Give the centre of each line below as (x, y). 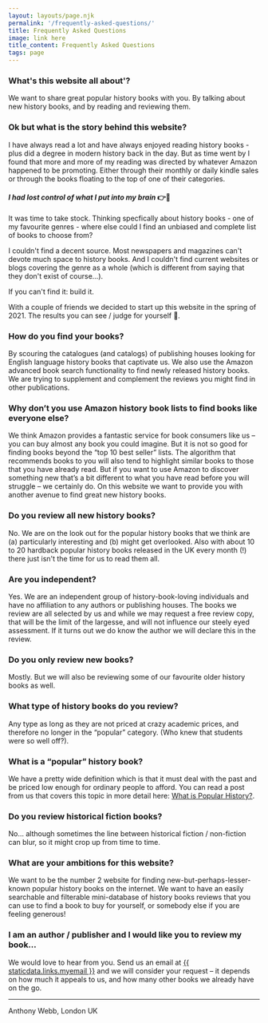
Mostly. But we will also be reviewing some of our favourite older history (127, 677)
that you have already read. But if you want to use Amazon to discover (124, 470)
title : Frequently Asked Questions (67, 30)
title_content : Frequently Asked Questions (82, 46)
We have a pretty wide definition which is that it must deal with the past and (133, 779)
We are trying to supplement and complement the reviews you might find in (132, 379)
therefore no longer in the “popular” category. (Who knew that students (126, 732)
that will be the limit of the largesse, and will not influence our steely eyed (129, 622)
